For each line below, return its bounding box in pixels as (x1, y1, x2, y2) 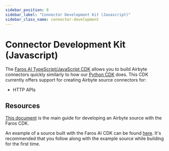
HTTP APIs (12, 87, 36, 93)
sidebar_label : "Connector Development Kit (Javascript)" (5, 12, 131, 17)
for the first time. (5, 141, 41, 147)
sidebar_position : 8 (5, 7, 49, 13)
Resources (5, 101, 40, 110)
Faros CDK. (5, 120, 30, 127)
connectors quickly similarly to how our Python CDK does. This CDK (5, 71, 149, 78)
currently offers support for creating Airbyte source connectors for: (5, 77, 147, 83)
